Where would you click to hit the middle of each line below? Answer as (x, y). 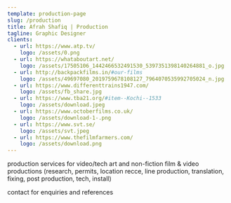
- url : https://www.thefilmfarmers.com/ (73, 137)
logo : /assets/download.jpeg (62, 105)
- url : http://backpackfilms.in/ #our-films (78, 72)
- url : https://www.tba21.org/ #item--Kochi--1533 (87, 99)
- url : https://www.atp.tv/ (55, 46)
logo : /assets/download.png (61, 144)
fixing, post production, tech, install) (60, 178)
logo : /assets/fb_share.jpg (61, 92)
